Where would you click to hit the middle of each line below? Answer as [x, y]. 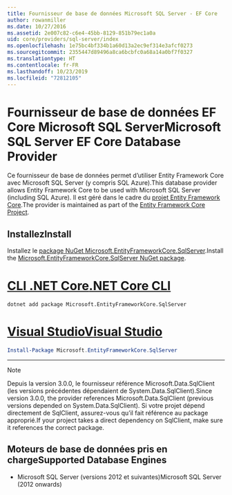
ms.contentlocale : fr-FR [43, 65]
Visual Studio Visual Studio [85, 332]
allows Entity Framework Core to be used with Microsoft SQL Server [104, 190]
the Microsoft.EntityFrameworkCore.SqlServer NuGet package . [97, 258]
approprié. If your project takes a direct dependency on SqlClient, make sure [115, 420]
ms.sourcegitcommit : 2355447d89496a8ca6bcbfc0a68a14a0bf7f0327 [100, 53]
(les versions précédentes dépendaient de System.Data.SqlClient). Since [110, 390]
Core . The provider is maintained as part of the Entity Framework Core [106, 205]
